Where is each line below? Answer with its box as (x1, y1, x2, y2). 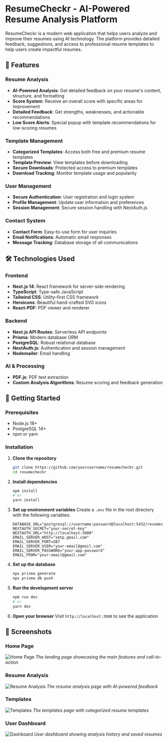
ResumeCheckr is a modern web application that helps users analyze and (5, 30, 157, 36)
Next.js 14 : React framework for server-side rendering (12, 283, 125, 289)
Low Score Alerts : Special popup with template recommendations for (12, 119, 156, 126)
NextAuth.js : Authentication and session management (12, 345, 125, 351)
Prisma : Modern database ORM (12, 334, 78, 340)
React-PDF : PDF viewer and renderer (12, 305, 90, 311)
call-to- (146, 654, 162, 660)
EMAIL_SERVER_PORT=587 (12, 540, 60, 545)
